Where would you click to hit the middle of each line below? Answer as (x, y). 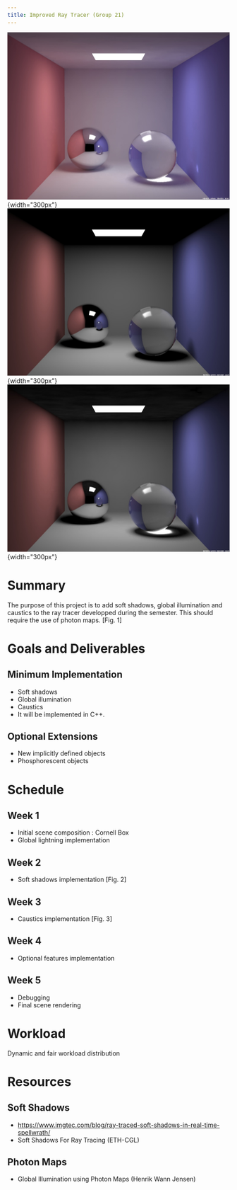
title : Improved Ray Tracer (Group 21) (66, 15)
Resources (39, 1081)
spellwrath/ (34, 1132)
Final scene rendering (49, 1005)
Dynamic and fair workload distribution (64, 1053)
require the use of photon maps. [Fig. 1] (65, 620)
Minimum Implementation (65, 675)
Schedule (36, 790)
